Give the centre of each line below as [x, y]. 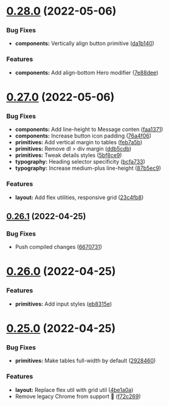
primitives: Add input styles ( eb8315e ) [64, 304]
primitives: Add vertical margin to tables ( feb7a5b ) [79, 142]
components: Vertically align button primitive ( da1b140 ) [85, 43]
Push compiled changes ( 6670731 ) [58, 247]
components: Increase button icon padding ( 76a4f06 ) [83, 136]
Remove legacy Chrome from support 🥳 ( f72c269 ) [78, 396]
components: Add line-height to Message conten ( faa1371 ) [89, 130]
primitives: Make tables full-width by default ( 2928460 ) [85, 361]
